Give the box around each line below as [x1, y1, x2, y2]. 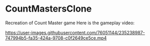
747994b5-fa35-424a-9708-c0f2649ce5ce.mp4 [5, 35, 107, 41]
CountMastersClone [5, 3, 92, 15]
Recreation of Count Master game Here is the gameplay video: [5, 20, 135, 26]
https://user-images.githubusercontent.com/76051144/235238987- [5, 29, 145, 35]
